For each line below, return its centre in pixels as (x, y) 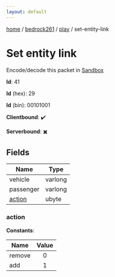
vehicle (20, 179)
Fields (18, 152)
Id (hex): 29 (20, 93)
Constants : (20, 230)
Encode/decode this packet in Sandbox (55, 70)
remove (20, 255)
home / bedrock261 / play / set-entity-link (58, 29)
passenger (24, 189)
